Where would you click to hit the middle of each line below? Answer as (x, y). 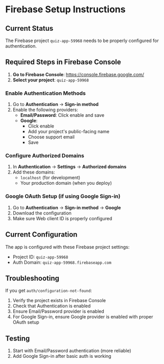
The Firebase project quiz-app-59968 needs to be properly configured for (82, 40)
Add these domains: (34, 172)
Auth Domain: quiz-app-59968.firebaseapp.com (62, 262)
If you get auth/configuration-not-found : (49, 291)
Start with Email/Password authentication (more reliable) (72, 351)
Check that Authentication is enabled (52, 306)
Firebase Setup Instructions (66, 9)
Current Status (29, 28)
